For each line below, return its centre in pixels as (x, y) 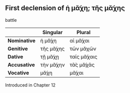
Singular (53, 32)
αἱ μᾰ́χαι (80, 41)
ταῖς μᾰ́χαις (84, 56)
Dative (15, 56)
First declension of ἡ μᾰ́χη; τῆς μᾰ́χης (65, 8)
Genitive (18, 48)
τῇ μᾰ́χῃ (50, 56)
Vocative (18, 73)
